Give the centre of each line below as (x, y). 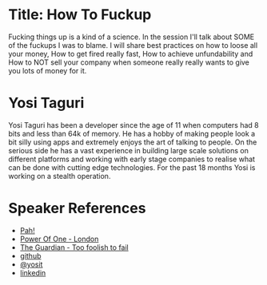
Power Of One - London (59, 239)
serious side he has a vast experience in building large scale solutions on (129, 150)
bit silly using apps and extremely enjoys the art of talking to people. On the (133, 142)
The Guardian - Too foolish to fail (74, 247)
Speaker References (77, 208)
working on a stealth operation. (60, 176)
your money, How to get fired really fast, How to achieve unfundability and (131, 53)
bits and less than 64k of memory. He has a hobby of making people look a (132, 133)
